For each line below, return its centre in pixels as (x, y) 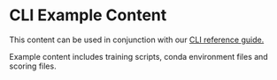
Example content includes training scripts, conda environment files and (138, 56)
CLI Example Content (88, 15)
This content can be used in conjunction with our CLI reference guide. (137, 40)
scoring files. (33, 66)
